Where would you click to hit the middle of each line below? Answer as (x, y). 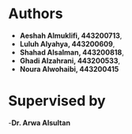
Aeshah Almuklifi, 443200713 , (71, 35)
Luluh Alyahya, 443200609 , (67, 43)
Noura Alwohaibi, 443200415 (69, 69)
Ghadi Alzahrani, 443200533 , (70, 61)
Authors (36, 14)
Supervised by (57, 101)
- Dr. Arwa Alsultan (40, 122)
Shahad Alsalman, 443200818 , (72, 52)
